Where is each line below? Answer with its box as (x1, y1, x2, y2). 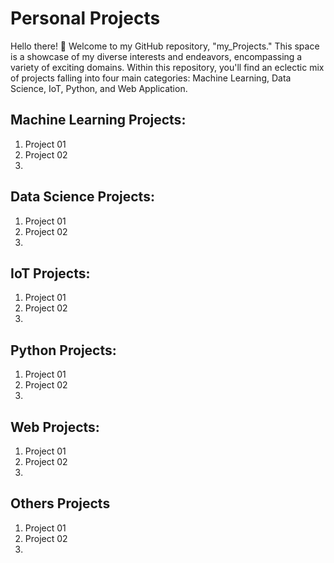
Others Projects (10, 495, 111, 512)
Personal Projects (10, 7, 161, 30)
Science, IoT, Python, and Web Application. (10, 82, 188, 94)
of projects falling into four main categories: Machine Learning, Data (10, 72, 292, 84)
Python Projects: (10, 342, 117, 359)
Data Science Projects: (10, 188, 155, 206)
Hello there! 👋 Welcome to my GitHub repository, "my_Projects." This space (10, 40, 320, 52)
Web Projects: (10, 418, 100, 436)
